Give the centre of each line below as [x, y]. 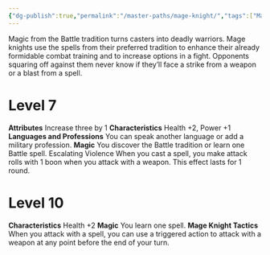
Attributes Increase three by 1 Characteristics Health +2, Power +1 [120, 127]
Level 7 [33, 105]
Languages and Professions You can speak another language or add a [126, 136]
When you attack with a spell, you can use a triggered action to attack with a [135, 233]
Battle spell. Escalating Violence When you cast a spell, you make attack [128, 153]
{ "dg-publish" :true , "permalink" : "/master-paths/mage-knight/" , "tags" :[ [131, 16]
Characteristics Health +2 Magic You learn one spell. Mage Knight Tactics [133, 225]
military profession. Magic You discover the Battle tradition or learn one [127, 145]
